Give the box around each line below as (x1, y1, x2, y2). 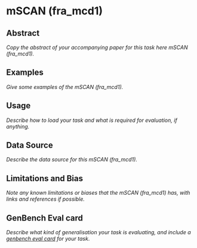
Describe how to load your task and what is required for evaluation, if (6, 117, 177, 124)
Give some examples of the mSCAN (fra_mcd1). (6, 83, 124, 90)
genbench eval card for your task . (6, 235, 90, 243)
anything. (6, 123, 30, 130)
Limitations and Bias (6, 173, 84, 183)
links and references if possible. (6, 195, 85, 203)
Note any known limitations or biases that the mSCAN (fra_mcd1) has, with (6, 189, 190, 197)
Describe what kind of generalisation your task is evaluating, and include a (6, 229, 191, 236)
